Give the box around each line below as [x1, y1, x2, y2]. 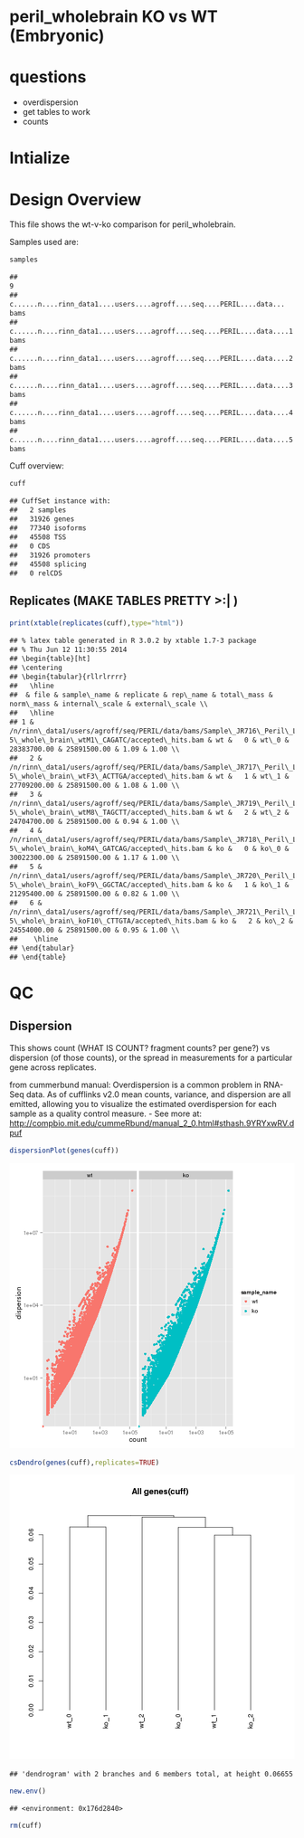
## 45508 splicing [9, 560, 88, 569]
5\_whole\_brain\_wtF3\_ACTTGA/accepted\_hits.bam [9, 772, 204, 781]
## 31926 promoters [9, 551, 91, 560]
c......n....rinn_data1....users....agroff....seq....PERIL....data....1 [9, 327, 294, 336]
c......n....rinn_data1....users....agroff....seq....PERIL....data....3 [9, 382, 294, 391]
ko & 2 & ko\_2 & [220, 916, 294, 925]
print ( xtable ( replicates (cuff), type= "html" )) [9, 618, 184, 628]
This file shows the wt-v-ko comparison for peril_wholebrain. [9, 219, 237, 230]
